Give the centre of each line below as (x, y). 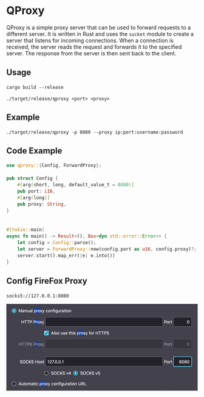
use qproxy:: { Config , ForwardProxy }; (54, 166)
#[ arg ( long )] (34, 198)
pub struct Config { (32, 178)
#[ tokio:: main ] (25, 230)
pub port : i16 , (36, 191)
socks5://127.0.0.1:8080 (38, 296)
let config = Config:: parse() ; (57, 242)
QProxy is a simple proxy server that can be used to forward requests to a (99, 27)
